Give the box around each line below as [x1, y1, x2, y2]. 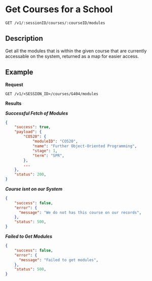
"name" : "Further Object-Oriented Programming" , [32, 144, 137, 149]
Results [5, 100, 22, 106]
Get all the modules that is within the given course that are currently [5, 47, 147, 54]
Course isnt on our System [5, 186, 63, 192]
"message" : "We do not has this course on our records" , [18, 210, 142, 215]
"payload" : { [14, 129, 42, 134]
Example [5, 68, 33, 77]
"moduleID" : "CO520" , [32, 139, 79, 144]
